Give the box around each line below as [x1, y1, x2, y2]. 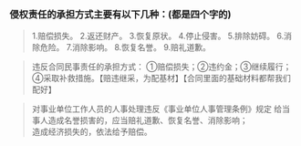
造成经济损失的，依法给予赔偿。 [31, 126, 152, 138]
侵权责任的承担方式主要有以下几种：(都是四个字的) [9, 7, 232, 20]
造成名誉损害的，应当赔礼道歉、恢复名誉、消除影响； [47, 115, 248, 126]
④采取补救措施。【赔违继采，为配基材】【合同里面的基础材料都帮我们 [31, 73, 292, 84]
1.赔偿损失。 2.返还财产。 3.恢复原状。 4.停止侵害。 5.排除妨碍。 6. [31, 30, 285, 42]
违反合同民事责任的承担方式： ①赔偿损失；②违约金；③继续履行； [31, 61, 292, 72]
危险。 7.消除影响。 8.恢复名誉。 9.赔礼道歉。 [39, 42, 212, 53]
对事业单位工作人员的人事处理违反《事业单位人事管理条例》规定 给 [31, 103, 283, 115]
